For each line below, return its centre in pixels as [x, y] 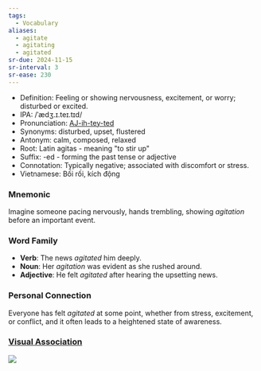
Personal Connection [50, 295]
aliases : [23, 30]
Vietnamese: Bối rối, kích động [70, 174]
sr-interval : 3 [33, 68]
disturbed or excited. [54, 106]
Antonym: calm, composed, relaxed [78, 139]
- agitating [35, 45]
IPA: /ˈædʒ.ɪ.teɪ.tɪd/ [51, 114]
